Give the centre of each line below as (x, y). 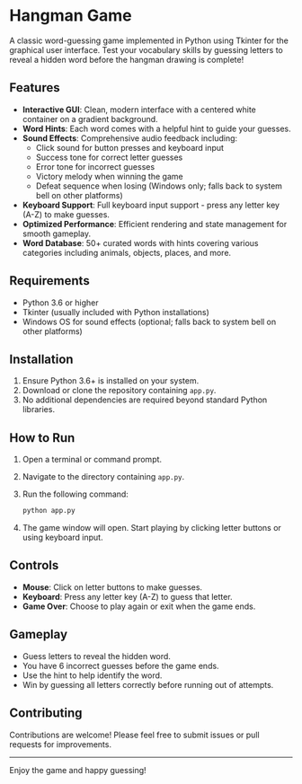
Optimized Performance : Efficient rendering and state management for (155, 224)
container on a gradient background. (90, 119)
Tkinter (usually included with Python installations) (115, 312)
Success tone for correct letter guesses (109, 157)
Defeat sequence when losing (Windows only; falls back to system (159, 186)
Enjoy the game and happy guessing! (78, 770)
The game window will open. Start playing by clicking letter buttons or (151, 528)
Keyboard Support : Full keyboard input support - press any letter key (151, 205)
